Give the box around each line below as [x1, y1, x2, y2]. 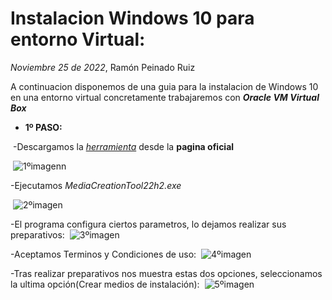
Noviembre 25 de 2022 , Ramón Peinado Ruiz [10, 61, 196, 73]
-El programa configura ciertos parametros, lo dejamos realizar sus [10, 218, 287, 230]
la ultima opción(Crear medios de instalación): [10, 278, 200, 290]
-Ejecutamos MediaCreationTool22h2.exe [10, 179, 182, 191]
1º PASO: [24, 121, 63, 133]
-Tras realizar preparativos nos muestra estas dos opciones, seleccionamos [10, 267, 323, 279]
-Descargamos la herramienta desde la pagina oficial [12, 140, 235, 152]
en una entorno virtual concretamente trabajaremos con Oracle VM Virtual [10, 91, 320, 103]
